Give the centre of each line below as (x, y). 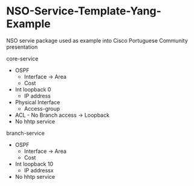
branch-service (26, 133)
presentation (22, 47)
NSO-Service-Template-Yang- (84, 11)
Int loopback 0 (33, 89)
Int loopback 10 (34, 164)
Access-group (42, 108)
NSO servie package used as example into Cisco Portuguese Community (97, 40)
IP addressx (39, 170)
